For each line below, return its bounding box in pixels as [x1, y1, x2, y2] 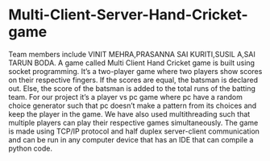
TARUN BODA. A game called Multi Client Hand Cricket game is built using [8, 58, 255, 68]
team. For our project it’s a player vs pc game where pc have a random [8, 92, 243, 101]
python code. [8, 143, 52, 153]
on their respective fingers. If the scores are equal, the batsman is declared [8, 75, 258, 85]
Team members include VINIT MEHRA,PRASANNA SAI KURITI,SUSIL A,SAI [8, 49, 255, 59]
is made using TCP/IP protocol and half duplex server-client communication [8, 126, 260, 136]
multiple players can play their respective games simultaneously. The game [8, 118, 259, 127]
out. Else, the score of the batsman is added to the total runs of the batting [8, 83, 256, 93]
